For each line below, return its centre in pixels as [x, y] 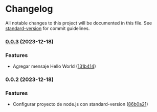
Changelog [29, 9]
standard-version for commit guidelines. [48, 28]
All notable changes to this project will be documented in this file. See [79, 23]
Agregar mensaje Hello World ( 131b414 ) [54, 66]
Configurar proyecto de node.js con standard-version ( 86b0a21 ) [80, 104]
